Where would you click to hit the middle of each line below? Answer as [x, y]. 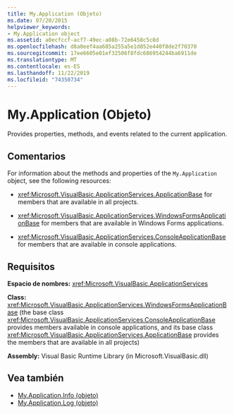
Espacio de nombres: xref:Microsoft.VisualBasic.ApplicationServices [107, 283]
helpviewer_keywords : [39, 27]
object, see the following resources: [59, 181]
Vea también [36, 378]
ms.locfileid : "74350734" [45, 79]
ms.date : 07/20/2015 [38, 20]
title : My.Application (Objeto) [55, 14]
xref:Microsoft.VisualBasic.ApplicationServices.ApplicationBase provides [113, 335]
